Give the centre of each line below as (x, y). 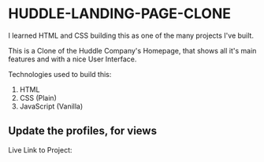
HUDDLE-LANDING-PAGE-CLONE (119, 14)
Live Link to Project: (40, 149)
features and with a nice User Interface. (73, 59)
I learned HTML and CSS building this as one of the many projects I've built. (131, 35)
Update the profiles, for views (83, 131)
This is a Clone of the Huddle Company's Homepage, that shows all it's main (132, 50)
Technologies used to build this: (60, 74)
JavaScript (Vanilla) (51, 106)
